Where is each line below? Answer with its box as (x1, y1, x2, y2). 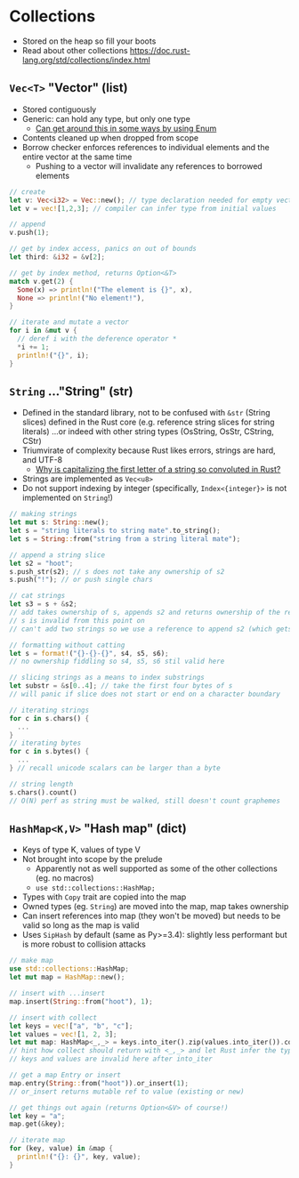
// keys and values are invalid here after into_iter (9, 1054, 214, 1064)
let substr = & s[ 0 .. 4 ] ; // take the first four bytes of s (9, 682, 233, 690)
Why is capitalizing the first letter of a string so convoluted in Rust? (35, 464, 281, 475)
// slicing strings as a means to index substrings (9, 674, 205, 682)
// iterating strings (9, 706, 90, 714)
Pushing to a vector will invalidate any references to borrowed (35, 160, 263, 171)
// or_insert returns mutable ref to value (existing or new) (9, 1087, 245, 1096)
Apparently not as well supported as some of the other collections (35, 863, 278, 874)
